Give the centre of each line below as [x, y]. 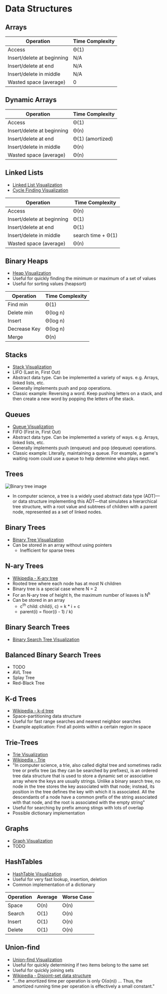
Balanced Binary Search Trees [53, 655]
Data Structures [39, 9]
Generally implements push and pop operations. [62, 388]
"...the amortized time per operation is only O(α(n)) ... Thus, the [77, 980]
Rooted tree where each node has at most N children [67, 583]
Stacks [16, 355]
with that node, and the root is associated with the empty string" [78, 802]
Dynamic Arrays [31, 100]
